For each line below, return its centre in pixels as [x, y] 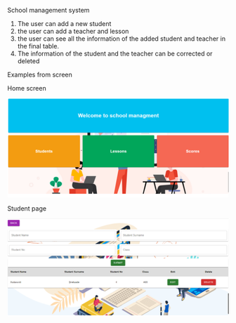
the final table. [38, 46]
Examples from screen [40, 74]
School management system [48, 10]
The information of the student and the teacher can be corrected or [115, 53]
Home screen [27, 88]
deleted [28, 61]
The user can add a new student [64, 24]
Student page [27, 209]
